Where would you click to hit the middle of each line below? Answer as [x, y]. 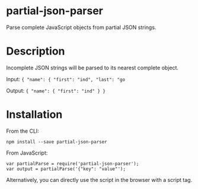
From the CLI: [23, 131]
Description [36, 51]
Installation [34, 115]
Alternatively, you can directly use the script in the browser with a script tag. [99, 180]
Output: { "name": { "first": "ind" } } [56, 91]
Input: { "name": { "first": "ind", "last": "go [66, 79]
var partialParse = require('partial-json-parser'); [73, 164]
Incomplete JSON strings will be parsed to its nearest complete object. [92, 68]
